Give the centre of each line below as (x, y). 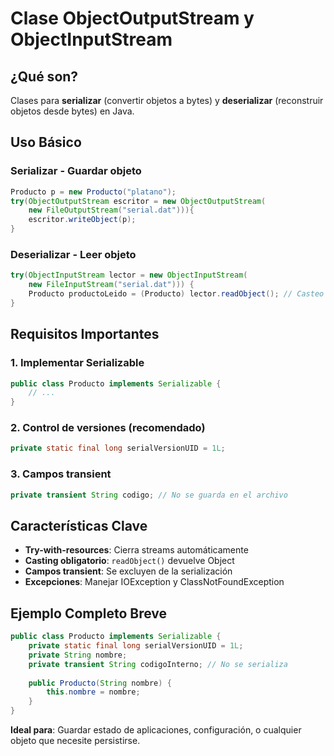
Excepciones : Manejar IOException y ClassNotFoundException (154, 582)
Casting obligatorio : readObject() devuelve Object (129, 561)
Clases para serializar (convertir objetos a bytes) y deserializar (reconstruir (167, 100)
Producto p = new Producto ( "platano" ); (93, 192)
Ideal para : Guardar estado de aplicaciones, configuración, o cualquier (156, 730)
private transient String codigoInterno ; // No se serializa (158, 664)
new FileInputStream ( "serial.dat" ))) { (111, 285)
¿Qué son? (44, 76)
